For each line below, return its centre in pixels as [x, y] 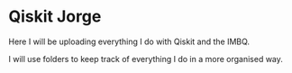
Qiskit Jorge [55, 17]
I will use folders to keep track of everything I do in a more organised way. [146, 59]
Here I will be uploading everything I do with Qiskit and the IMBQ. [129, 41]
